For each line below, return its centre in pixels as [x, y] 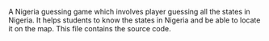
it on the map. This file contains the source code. [90, 29]
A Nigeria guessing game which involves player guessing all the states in [129, 12]
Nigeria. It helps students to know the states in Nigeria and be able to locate [134, 20]
